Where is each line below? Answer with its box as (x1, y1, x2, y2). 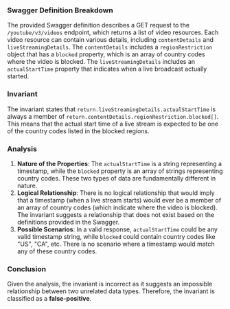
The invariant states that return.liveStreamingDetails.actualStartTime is (7, 105, 216, 113)
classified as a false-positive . (7, 295, 92, 303)
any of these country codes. (16, 247, 97, 255)
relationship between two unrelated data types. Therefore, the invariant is (7, 287, 215, 295)
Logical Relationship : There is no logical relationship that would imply (16, 188, 215, 197)
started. (7, 72, 30, 80)
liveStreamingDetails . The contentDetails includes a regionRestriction (7, 43, 213, 51)
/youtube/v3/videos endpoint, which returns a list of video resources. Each (7, 28, 219, 36)
